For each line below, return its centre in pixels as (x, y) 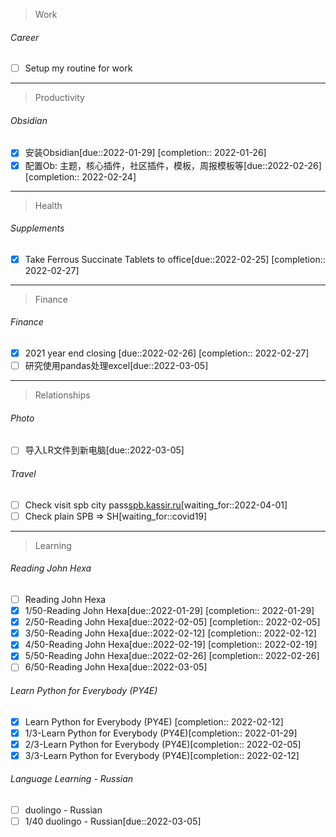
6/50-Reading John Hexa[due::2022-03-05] (116, 667)
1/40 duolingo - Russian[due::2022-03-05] (113, 821)
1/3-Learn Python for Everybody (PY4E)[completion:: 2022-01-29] (161, 733)
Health (48, 205)
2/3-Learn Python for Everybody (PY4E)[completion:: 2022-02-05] (163, 744)
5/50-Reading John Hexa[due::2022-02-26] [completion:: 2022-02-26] (172, 656)
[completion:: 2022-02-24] (80, 176)
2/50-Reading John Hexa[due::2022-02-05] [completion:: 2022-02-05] (172, 622)
